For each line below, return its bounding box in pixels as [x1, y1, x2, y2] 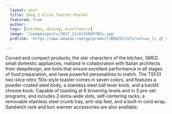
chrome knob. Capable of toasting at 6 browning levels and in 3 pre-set [5, 87, 156, 93]
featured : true [10, 17, 42, 22]
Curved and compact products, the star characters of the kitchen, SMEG [5, 54, 158, 61]
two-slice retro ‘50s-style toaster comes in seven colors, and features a [5, 77, 157, 83]
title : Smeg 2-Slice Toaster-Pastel [10, 12, 88, 17]
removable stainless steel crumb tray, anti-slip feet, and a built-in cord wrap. [5, 98, 166, 104]
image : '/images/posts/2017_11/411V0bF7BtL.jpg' [10, 31, 116, 36]
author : [10, 22, 27, 27]
